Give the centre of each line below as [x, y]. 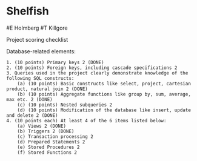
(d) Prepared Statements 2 [51, 142]
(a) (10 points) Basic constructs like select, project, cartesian [104, 84]
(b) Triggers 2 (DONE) [46, 131]
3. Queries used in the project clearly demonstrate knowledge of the [97, 73]
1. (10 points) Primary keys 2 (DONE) [55, 62]
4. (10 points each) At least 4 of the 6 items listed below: [86, 120]
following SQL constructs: [40, 78]
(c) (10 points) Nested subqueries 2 [65, 105]
